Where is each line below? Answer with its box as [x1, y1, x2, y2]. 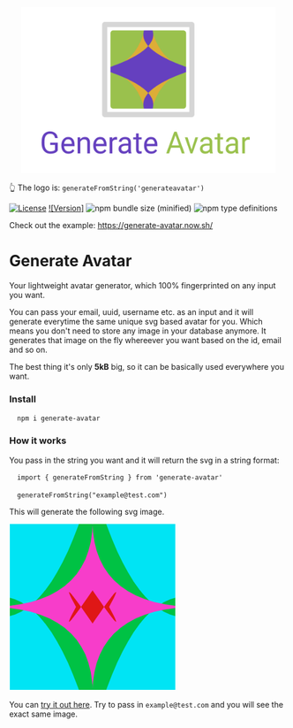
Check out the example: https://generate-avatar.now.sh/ [9, 220, 214, 230]
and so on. [9, 344, 49, 355]
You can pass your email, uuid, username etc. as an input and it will [9, 306, 254, 317]
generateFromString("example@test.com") [17, 490, 168, 500]
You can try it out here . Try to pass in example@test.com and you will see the [9, 699, 284, 709]
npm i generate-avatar [17, 414, 101, 423]
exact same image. [9, 709, 78, 719]
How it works [9, 434, 67, 447]
